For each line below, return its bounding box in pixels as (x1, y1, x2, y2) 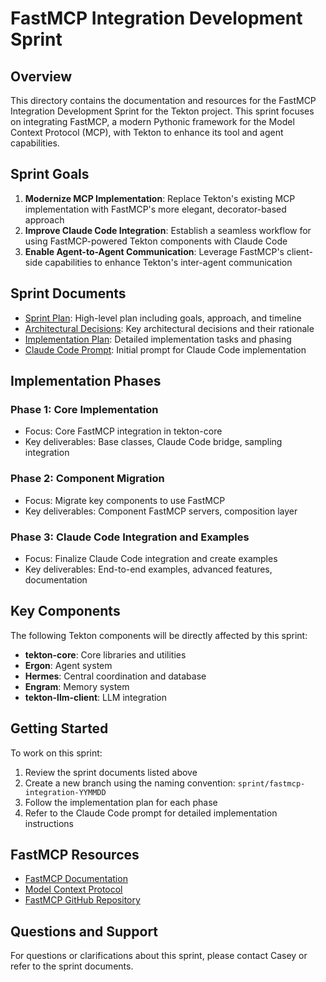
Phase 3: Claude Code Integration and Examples (10, 530, 250, 544)
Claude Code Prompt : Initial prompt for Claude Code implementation (24, 343, 307, 356)
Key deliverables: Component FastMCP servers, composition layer (24, 505, 298, 517)
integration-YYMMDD (24, 787, 107, 797)
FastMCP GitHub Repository (24, 894, 141, 906)
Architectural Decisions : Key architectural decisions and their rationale (24, 322, 315, 334)
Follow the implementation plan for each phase (24, 796, 218, 808)
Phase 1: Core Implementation (10, 402, 159, 416)
